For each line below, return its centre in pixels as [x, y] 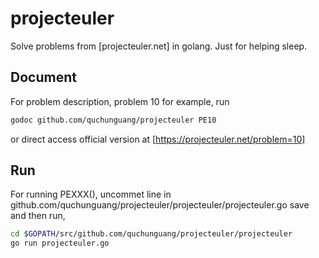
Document [43, 77]
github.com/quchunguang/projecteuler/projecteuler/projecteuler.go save [160, 205]
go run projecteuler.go [60, 243]
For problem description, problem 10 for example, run [120, 101]
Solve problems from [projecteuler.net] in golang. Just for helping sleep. [159, 46]
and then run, [38, 216]
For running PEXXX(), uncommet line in [91, 194]
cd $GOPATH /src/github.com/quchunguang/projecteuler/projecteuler [151, 234]
